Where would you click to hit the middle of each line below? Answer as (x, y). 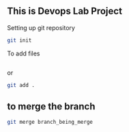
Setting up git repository (41, 27)
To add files (24, 53)
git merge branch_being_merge (50, 122)
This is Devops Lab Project (65, 11)
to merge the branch (51, 106)
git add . (21, 85)
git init (19, 40)
